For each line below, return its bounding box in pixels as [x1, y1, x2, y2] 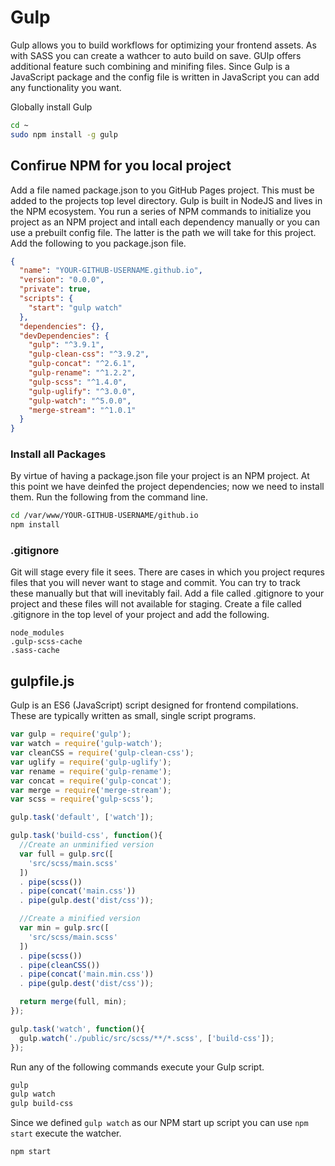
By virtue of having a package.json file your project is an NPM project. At [10, 470, 310, 482]
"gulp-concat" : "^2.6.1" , [28, 359, 137, 369]
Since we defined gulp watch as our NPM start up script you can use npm [10, 1117, 309, 1129]
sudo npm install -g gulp [10, 129, 118, 140]
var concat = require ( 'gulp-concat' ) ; [10, 776, 172, 786]
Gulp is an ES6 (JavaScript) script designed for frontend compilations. [10, 699, 299, 711]
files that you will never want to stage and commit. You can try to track [10, 577, 301, 589]
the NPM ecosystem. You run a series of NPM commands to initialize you [10, 205, 312, 217]
